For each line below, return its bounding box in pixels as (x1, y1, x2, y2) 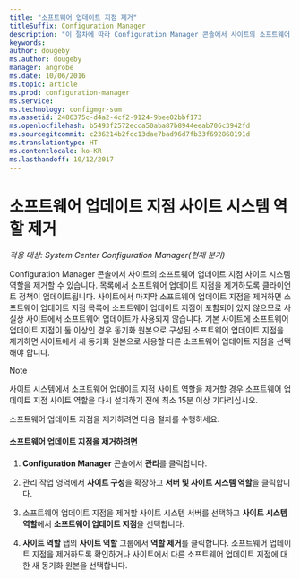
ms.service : (9, 96, 54, 106)
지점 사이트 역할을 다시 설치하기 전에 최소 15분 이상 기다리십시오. (32, 395, 258, 406)
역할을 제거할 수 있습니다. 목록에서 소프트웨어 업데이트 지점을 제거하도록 (9, 280, 261, 291)
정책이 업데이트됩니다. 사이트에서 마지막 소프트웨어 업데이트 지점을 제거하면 (18, 291, 282, 302)
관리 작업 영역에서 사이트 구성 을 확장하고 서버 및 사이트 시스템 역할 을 (21, 477, 260, 488)
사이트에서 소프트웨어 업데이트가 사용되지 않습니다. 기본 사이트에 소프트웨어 (25, 314, 289, 324)
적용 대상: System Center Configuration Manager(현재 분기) (9, 250, 226, 261)
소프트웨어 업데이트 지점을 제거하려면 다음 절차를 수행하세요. (9, 414, 220, 425)
